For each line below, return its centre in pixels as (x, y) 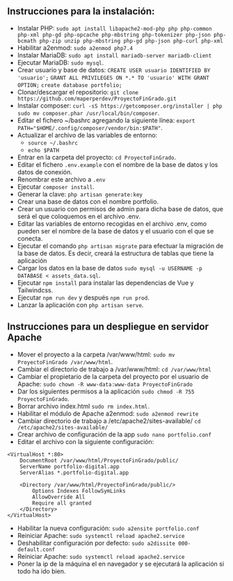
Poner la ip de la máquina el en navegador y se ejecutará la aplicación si (121, 564)
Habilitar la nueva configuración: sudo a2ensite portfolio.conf (108, 528)
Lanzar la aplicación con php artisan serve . (80, 304)
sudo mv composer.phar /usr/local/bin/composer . (88, 113)
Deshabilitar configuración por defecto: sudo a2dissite (96, 543)
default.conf (36, 549)
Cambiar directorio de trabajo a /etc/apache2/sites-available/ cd (109, 420)
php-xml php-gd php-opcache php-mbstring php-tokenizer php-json (114, 35)
